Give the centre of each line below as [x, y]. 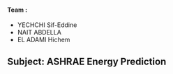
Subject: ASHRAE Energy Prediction [87, 61]
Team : [17, 10]
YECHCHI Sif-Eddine [47, 25]
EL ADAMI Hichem [44, 40]
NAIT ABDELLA [39, 33]
